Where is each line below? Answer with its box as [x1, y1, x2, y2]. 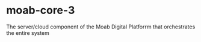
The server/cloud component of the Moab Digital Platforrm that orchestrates [6, 23, 196, 30]
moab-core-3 [6, 4, 75, 17]
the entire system [6, 29, 50, 36]
